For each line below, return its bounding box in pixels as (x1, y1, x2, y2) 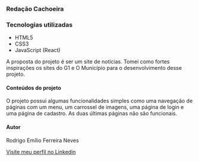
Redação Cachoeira (6, 5, 64, 13)
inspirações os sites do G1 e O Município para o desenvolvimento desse (6, 65, 182, 72)
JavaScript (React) (14, 47, 61, 54)
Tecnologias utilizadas (6, 20, 73, 28)
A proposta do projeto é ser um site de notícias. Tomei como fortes (6, 58, 170, 65)
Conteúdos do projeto (6, 84, 61, 91)
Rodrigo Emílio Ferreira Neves (6, 137, 79, 144)
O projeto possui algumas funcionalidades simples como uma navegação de (6, 97, 193, 105)
